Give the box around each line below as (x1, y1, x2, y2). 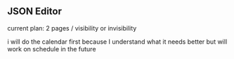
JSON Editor (7, 6, 62, 17)
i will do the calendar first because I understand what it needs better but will (7, 37, 228, 46)
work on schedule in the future (7, 44, 96, 53)
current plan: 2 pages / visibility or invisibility (7, 24, 137, 32)
